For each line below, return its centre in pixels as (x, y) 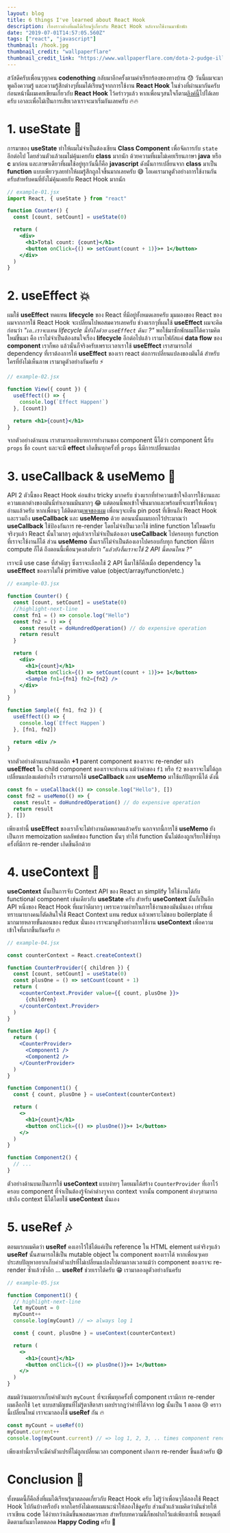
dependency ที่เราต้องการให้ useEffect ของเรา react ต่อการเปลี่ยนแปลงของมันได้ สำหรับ (114, 354)
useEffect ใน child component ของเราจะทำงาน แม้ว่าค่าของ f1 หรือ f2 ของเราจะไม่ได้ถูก (114, 769)
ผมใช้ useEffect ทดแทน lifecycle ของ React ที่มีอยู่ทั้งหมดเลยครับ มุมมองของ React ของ (115, 315)
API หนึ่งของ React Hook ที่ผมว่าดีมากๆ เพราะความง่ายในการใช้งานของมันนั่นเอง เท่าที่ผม (110, 907)
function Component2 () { (42, 1158)
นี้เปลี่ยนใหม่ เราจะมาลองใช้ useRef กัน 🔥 (56, 1413)
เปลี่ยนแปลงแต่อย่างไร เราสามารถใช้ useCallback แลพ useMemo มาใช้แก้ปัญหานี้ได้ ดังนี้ (113, 777)
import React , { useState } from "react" (67, 198)
